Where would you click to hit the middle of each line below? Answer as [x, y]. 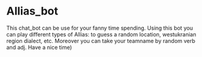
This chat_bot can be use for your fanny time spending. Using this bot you [100, 28]
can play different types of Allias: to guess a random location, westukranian [102, 34]
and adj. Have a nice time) [39, 47]
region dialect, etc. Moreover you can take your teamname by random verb [101, 41]
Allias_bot [32, 11]
